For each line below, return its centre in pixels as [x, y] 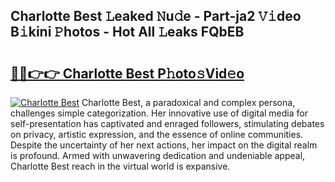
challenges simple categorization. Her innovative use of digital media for [159, 113]
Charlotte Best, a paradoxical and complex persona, [188, 102]
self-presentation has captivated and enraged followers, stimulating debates [167, 123]
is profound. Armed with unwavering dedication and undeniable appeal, [158, 155]
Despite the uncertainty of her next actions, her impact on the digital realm [164, 145]
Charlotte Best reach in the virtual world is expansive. [120, 166]
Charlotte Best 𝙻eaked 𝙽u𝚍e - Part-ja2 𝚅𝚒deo [156, 16]
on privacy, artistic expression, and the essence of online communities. [157, 134]
